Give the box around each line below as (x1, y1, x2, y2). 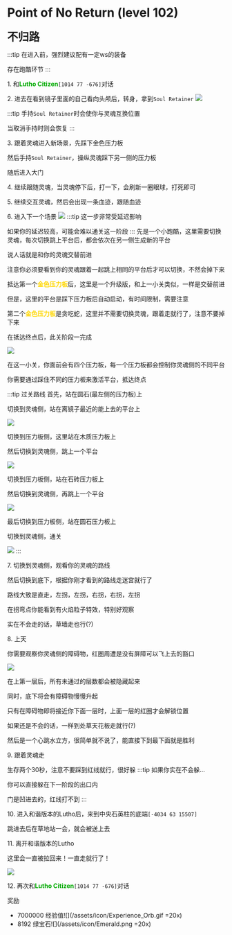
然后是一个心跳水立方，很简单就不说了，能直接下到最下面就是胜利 (7, 736, 195, 744)
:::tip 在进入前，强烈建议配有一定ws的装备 (7, 50, 126, 58)
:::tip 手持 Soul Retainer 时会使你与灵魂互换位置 (7, 109, 140, 117)
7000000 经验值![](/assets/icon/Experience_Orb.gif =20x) (17, 911, 182, 919)
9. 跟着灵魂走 (7, 751, 45, 759)
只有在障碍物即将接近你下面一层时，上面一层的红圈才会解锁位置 (7, 706, 188, 715)
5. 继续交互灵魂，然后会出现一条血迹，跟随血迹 (7, 198, 142, 206)
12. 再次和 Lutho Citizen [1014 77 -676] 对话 (7, 882, 130, 890)
